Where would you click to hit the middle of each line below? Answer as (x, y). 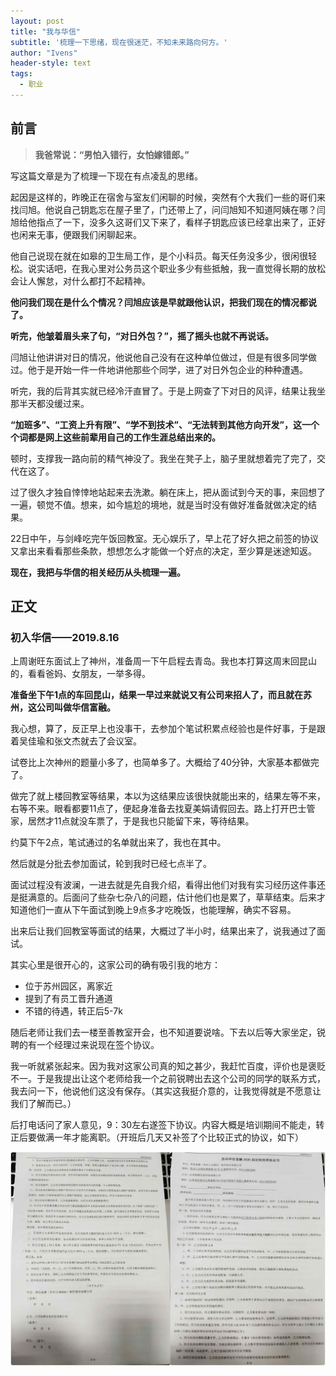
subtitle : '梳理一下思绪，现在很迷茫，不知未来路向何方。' (119, 42)
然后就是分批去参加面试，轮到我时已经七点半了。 (111, 864)
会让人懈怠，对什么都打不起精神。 (80, 281)
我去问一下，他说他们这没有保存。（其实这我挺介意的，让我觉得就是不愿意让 (166, 1091)
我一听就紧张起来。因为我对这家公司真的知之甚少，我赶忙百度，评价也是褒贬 (168, 1066)
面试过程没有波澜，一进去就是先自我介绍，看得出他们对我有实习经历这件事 (163, 885)
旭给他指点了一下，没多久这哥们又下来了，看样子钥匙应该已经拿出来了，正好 (168, 222)
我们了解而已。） (43, 1104)
